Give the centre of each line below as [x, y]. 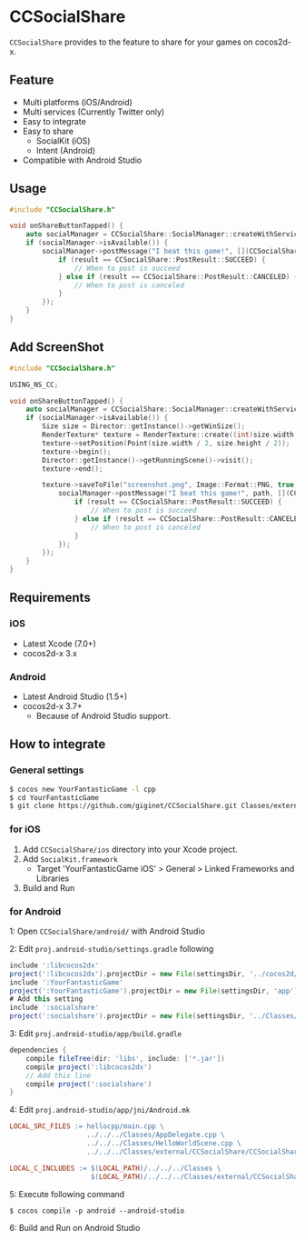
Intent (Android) [66, 150]
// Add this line [59, 1075]
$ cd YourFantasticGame [54, 797]
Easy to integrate [54, 121]
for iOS [25, 829]
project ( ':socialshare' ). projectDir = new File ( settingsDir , [128, 1016]
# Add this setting [46, 999]
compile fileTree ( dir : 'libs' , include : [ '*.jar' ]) [125, 1058]
